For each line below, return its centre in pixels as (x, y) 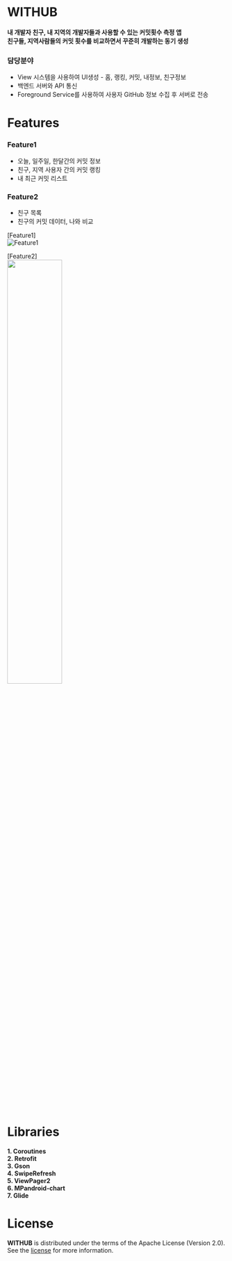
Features (33, 123)
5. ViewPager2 (29, 1180)
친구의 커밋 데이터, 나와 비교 (55, 222)
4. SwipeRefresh (32, 1173)
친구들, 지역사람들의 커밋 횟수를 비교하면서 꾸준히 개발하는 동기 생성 (98, 41)
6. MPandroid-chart (36, 1188)
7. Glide (18, 1195)
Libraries (33, 1132)
